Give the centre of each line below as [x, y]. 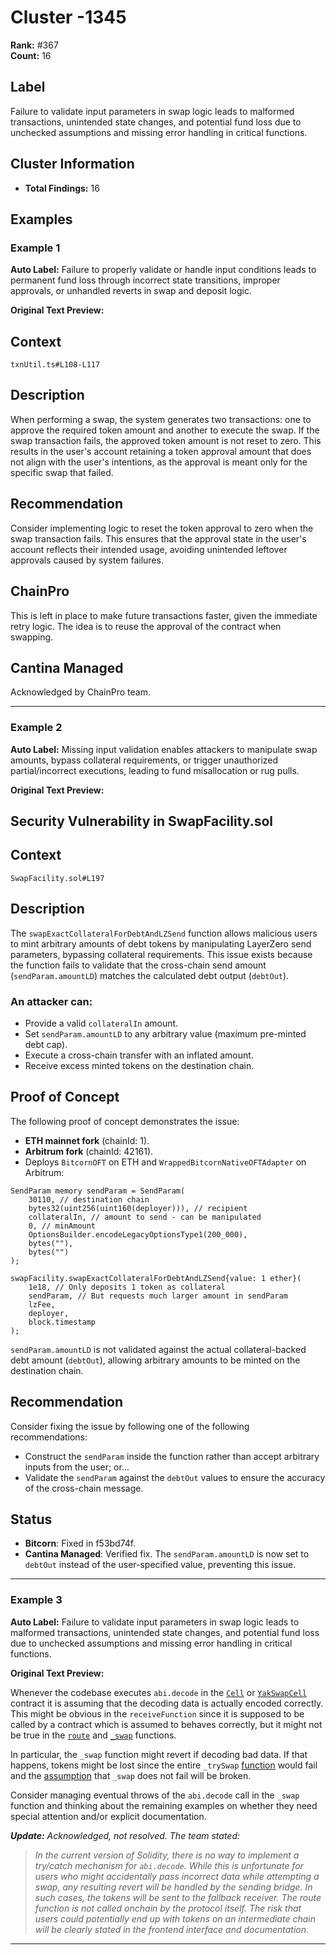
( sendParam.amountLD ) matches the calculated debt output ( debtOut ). [150, 975]
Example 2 [36, 728]
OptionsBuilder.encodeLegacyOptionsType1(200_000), [138, 1234]
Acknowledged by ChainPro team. [80, 692]
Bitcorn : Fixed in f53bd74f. [80, 1543]
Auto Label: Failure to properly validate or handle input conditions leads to [163, 270]
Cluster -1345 [68, 17]
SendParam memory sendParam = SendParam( [98, 1191]
